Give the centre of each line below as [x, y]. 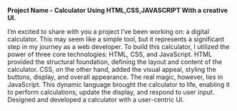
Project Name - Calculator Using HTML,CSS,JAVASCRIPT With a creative [118, 10]
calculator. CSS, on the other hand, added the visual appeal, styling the [112, 69]
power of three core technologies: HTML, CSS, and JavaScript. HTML [110, 54]
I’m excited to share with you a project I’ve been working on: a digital [108, 32]
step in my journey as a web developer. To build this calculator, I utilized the [118, 47]
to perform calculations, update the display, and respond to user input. [111, 92]
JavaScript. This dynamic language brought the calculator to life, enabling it [118, 84]
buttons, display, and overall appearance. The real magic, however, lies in [115, 77]
